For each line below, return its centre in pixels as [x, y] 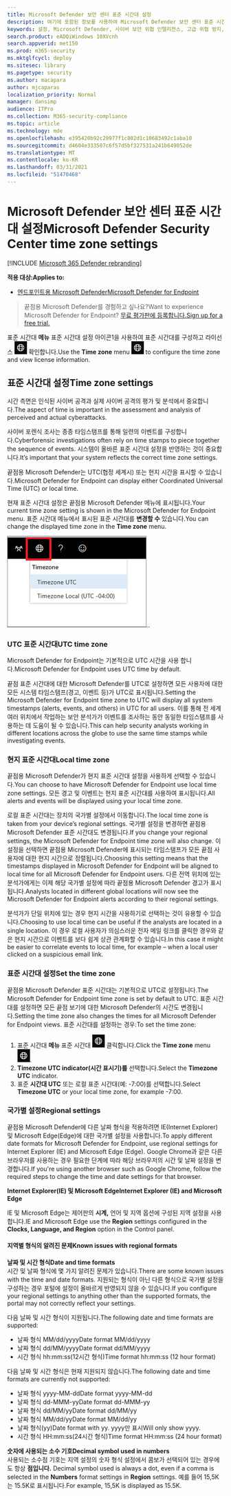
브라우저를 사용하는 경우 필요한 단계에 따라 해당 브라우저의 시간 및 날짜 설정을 [111, 1160]
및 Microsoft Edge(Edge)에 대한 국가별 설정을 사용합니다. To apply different [110, 1135]
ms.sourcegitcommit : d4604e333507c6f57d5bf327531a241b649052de [100, 145]
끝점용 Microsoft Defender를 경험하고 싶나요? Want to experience [114, 306]
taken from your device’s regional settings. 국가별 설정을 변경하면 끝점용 [107, 824]
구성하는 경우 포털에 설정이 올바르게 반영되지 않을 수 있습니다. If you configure [112, 1288]
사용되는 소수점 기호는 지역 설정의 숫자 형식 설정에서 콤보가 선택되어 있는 [104, 1460]
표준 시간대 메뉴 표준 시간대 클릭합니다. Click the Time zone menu [114, 1045]
